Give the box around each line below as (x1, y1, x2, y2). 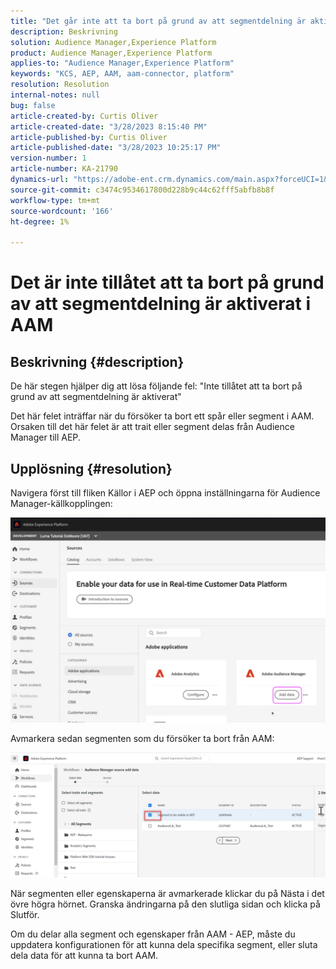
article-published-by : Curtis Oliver (10, 132, 168, 142)
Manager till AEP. (10, 431, 81, 444)
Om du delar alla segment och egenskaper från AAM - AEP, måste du (10, 928, 296, 940)
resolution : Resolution (10, 80, 110, 90)
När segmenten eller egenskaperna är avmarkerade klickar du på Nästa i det (10, 888, 325, 900)
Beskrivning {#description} (10, 353, 185, 370)
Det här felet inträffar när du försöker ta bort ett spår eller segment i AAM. (10, 410, 315, 422)
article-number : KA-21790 (10, 164, 118, 174)
